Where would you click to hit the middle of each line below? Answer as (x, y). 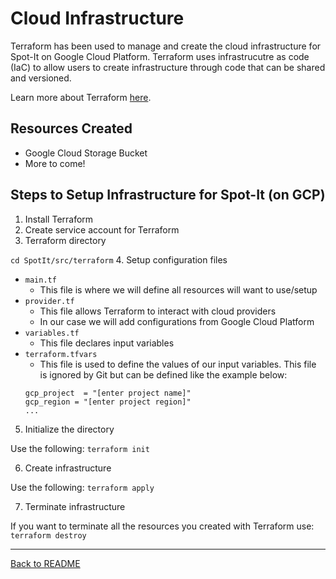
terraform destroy (48, 535)
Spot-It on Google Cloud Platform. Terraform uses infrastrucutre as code (160, 56)
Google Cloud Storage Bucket (86, 153)
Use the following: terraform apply (82, 487)
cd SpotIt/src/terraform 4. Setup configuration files (119, 259)
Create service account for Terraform (102, 229)
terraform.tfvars (61, 354)
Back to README (45, 563)
